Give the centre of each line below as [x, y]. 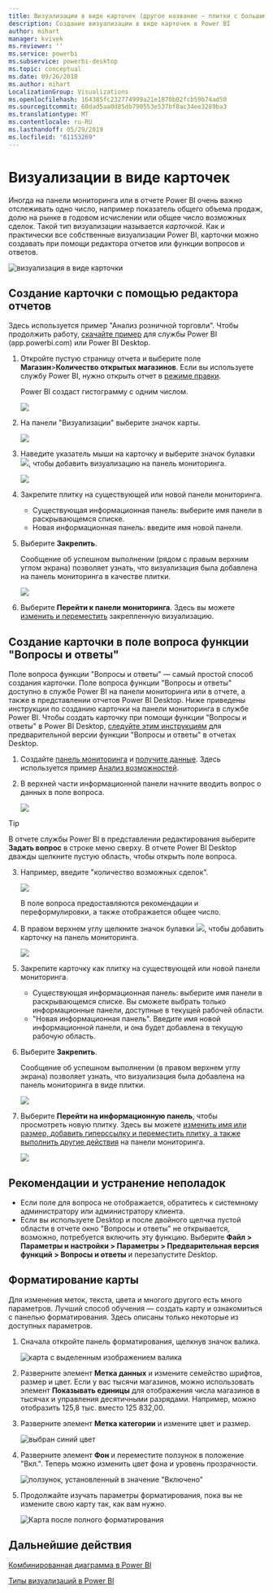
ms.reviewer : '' [36, 46]
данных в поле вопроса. [62, 793]
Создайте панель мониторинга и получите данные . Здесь [120, 759]
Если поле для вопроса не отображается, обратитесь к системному [139, 1203]
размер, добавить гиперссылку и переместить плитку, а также [130, 1134]
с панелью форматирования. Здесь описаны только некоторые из [123, 1317]
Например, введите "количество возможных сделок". [114, 872]
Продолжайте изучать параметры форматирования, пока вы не [131, 1495]
